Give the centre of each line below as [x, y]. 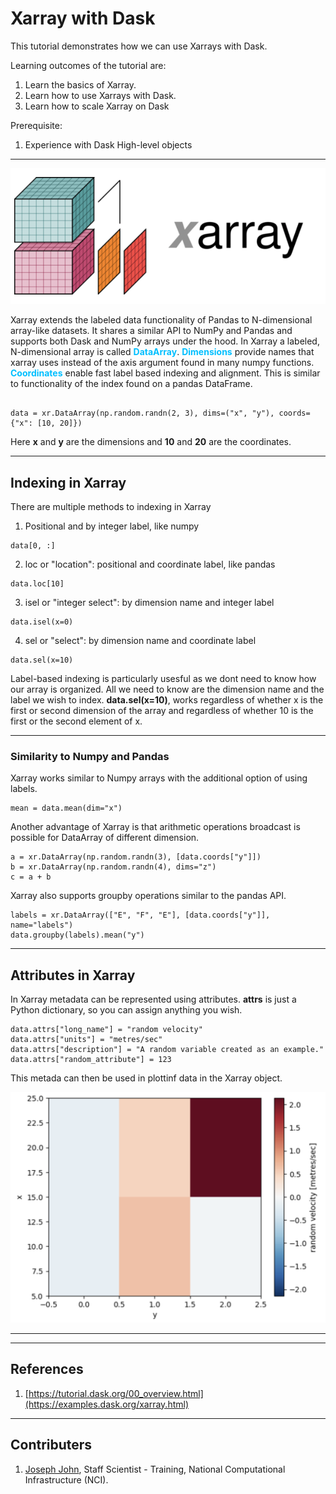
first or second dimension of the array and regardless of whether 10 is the [162, 711]
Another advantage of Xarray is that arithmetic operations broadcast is [155, 827]
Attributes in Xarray [73, 975]
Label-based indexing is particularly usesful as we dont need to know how [163, 679]
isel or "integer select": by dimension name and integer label [149, 603]
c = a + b [31, 877]
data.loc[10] [37, 584]
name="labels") [42, 925]
